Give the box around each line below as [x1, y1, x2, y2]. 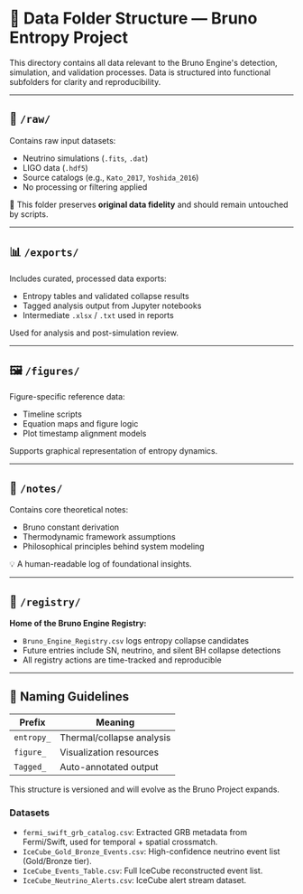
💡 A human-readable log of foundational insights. [9, 559, 192, 569]
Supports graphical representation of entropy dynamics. [9, 446, 218, 456]
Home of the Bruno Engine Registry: [9, 618, 147, 628]
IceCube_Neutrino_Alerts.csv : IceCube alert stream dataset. [22, 875, 247, 886]
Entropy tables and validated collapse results [22, 290, 189, 301]
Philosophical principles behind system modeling [22, 541, 205, 552]
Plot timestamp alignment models [22, 428, 147, 439]
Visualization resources [60, 746, 160, 758]
